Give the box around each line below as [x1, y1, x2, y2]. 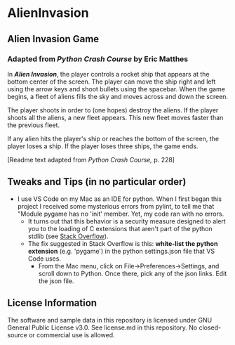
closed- [199, 323, 222, 332]
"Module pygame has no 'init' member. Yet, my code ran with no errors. [17, 209, 224, 218]
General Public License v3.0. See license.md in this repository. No [7, 323, 198, 332]
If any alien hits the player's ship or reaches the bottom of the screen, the [7, 134, 220, 143]
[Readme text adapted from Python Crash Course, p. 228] [7, 155, 175, 164]
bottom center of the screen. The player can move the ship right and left [7, 77, 216, 86]
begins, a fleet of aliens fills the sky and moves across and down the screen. [7, 92, 229, 100]
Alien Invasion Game [7, 33, 100, 45]
